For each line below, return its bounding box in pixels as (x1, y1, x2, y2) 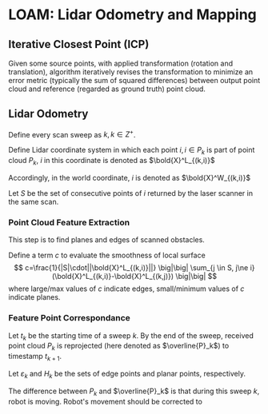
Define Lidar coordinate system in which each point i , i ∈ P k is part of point (8, 145, 255, 157)
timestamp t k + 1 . (8, 352, 62, 363)
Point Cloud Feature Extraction (8, 217, 130, 228)
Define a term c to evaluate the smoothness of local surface (8, 250, 206, 261)
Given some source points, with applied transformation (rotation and (8, 58, 234, 68)
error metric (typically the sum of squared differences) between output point (8, 76, 261, 85)
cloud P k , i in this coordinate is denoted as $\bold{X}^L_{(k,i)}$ (8, 156, 215, 167)
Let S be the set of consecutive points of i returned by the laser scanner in (8, 189, 254, 198)
